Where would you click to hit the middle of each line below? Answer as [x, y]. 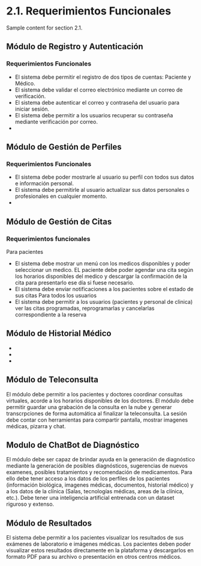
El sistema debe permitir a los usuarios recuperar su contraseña [94, 115]
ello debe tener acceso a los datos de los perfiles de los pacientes [88, 479]
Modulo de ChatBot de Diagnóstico [73, 445]
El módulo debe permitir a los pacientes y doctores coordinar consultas [94, 394]
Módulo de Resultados [49, 523]
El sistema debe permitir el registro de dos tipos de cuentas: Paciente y [103, 77]
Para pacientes [25, 252]
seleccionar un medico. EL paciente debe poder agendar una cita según [104, 270]
